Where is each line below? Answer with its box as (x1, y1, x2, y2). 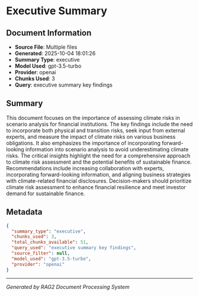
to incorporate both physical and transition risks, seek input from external (6, 126, 185, 134)
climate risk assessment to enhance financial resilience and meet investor (6, 183, 187, 190)
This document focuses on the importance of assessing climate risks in (6, 114, 180, 121)
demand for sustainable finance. (6, 190, 85, 197)
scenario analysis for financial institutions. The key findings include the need (6, 120, 193, 128)
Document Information (6, 28, 92, 38)
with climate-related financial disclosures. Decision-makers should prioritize (6, 177, 192, 184)
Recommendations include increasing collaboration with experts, (6, 164, 165, 171)
